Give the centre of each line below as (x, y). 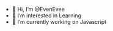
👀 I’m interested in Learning (46, 15)
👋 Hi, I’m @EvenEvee (38, 9)
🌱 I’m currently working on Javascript (59, 22)
